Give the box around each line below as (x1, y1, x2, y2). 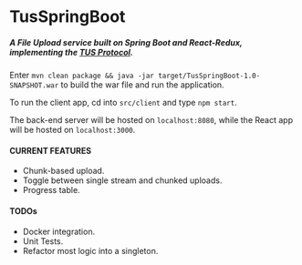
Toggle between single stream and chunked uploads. (22, 175, 223, 186)
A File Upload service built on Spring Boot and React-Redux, (9, 36, 244, 47)
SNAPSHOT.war (9, 81, 59, 90)
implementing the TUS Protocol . (9, 46, 134, 57)
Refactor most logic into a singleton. (22, 245, 159, 256)
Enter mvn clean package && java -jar (9, 70, 155, 81)
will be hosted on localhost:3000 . (9, 125, 136, 136)
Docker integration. (22, 226, 96, 237)
